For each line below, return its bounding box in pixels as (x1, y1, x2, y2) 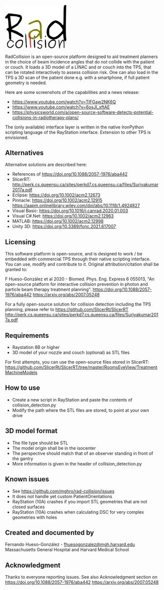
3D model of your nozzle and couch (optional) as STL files (12, 349, 130, 356)
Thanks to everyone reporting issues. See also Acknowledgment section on (5, 574, 158, 580)
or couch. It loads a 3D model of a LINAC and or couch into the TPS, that (5, 64, 152, 70)
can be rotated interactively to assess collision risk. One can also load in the (5, 69, 158, 75)
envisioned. (5, 134, 28, 140)
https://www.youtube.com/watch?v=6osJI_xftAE (12, 104, 110, 110)
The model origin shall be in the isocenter (12, 445, 96, 451)
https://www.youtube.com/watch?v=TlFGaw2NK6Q (12, 98, 116, 105)
